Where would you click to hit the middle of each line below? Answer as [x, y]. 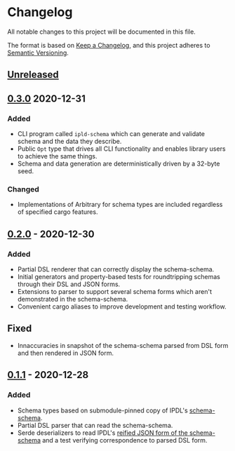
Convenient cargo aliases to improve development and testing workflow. [122, 307]
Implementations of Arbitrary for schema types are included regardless [120, 205]
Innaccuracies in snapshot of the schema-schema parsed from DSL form [123, 345]
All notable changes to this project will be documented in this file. [102, 32]
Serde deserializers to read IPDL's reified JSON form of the [102, 433]
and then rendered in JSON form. [66, 353]
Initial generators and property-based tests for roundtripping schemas [119, 277]
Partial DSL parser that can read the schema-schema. [95, 425]
